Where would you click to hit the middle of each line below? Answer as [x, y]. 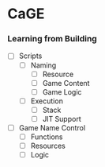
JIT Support [62, 118]
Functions [47, 137]
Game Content [66, 83]
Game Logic [62, 91]
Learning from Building [52, 39]
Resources [48, 146]
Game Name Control [52, 127]
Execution [47, 101]
